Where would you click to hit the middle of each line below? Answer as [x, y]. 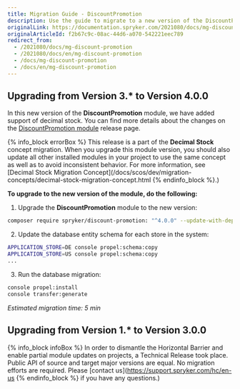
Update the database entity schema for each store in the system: [113, 234]
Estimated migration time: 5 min [54, 308]
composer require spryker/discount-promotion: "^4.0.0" [92, 221]
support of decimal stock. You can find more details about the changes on [116, 121]
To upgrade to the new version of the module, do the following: [102, 194]
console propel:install [43, 287]
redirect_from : [30, 41]
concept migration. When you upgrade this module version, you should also [119, 150]
